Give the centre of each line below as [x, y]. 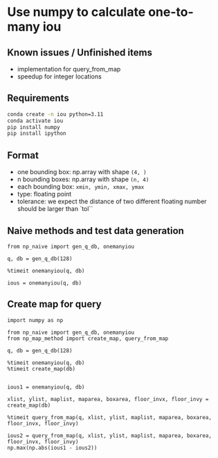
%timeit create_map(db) [42, 368]
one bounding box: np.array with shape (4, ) [82, 172]
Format [23, 155]
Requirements [38, 98]
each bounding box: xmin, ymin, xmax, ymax [81, 187]
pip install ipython [37, 134]
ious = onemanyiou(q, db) [44, 283]
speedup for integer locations [59, 76]
